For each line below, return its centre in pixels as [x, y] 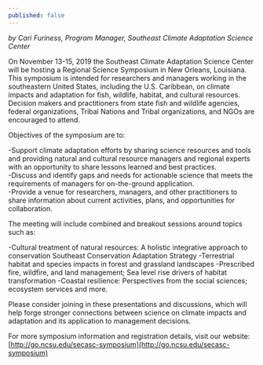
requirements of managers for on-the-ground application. [101, 183]
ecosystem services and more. [58, 289]
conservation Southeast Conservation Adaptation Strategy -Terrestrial [121, 255]
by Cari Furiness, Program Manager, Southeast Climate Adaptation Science [131, 38]
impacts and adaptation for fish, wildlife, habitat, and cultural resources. [124, 94]
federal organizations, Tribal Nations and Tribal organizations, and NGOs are [131, 111]
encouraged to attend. [44, 119]
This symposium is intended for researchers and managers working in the [128, 78]
